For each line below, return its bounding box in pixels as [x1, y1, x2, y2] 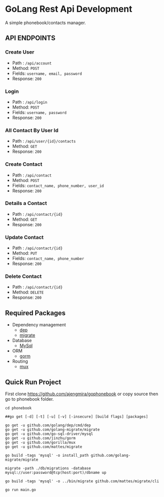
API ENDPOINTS [5, 34, 55, 42]
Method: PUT [12, 250, 37, 256]
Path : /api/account [12, 60, 52, 66]
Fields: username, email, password [12, 70, 82, 76]
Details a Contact [5, 200, 47, 207]
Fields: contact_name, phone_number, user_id [12, 182, 104, 188]
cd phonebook [5, 406, 32, 411]
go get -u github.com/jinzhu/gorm [5, 436, 76, 441]
